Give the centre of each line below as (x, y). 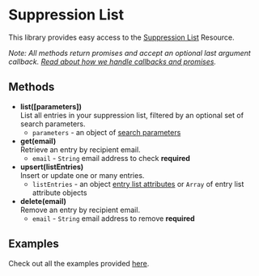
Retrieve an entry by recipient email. (80, 149)
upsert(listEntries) (52, 167)
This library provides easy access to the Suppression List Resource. (121, 37)
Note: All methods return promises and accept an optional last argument (129, 53)
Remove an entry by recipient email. (80, 210)
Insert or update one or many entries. (82, 175)
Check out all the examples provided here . (79, 263)
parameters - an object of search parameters (106, 132)
